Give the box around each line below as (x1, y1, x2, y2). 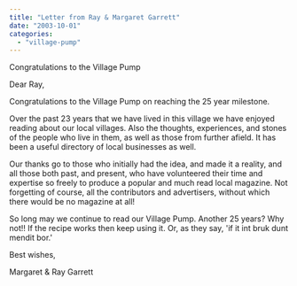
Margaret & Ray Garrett (9, 267, 94, 277)
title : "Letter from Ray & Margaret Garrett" (9, 12, 180, 22)
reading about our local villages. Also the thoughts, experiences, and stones (9, 123, 287, 134)
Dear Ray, (9, 79, 45, 89)
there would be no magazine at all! (9, 197, 136, 207)
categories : (9, 29, 53, 38)
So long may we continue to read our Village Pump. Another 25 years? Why (9, 213, 285, 224)
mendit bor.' (9, 232, 53, 243)
